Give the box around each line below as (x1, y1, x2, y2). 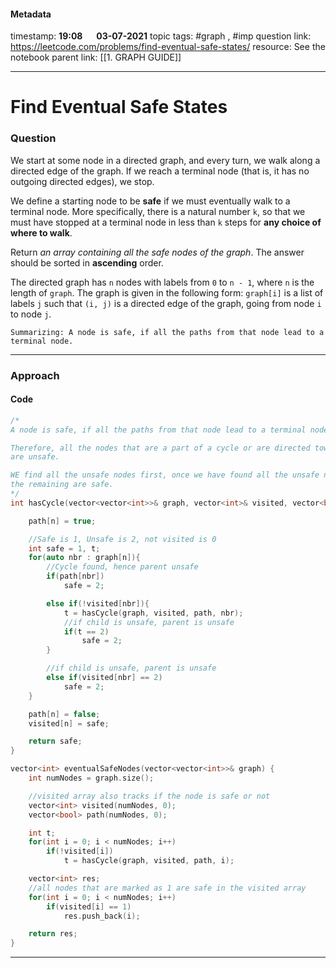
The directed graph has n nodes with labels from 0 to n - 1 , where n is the (10, 276, 315, 288)
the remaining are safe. (10, 480, 114, 490)
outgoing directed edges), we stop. (10, 175, 155, 187)
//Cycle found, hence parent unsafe (46, 562, 199, 572)
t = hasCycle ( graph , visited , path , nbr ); (63, 608, 244, 618)
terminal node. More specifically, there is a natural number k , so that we (10, 205, 306, 217)
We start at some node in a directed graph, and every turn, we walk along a (10, 154, 321, 166)
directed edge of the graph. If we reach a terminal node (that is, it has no (10, 165, 310, 177)
